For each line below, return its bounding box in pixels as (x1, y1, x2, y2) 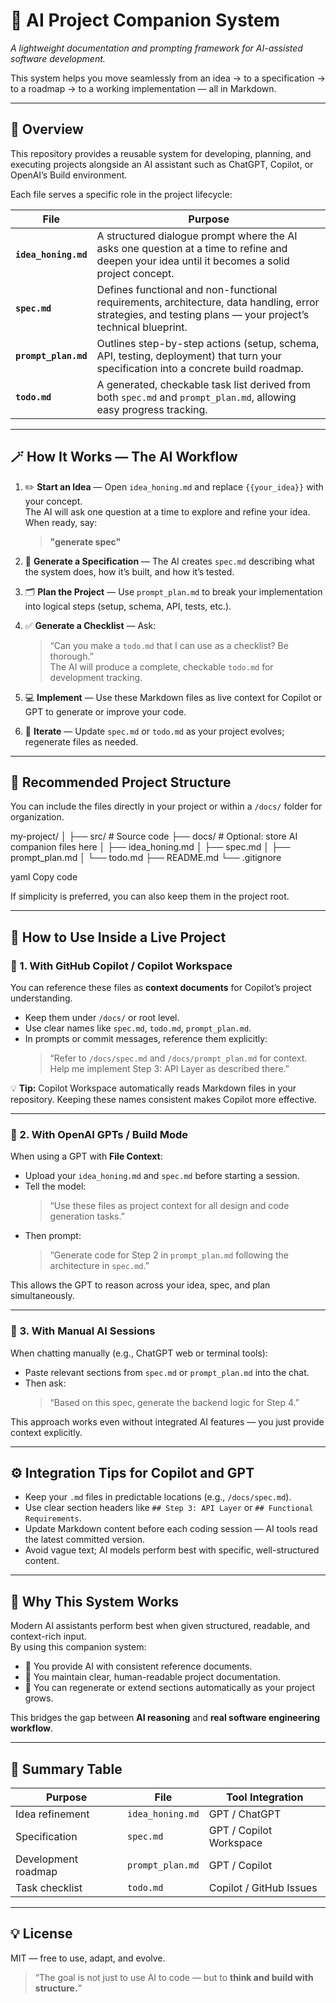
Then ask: (24, 1377, 67, 1389)
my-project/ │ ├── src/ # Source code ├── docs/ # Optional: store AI (10, 830, 298, 843)
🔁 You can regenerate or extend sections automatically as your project (24, 1682, 316, 1694)
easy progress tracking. (96, 402, 208, 416)
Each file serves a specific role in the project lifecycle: (10, 188, 233, 200)
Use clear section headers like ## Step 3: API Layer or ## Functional (24, 1502, 314, 1514)
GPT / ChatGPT (208, 1807, 282, 1821)
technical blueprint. (96, 320, 188, 334)
